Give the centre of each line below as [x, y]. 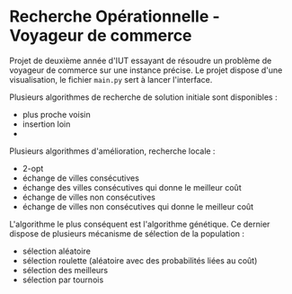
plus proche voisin [57, 114]
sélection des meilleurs [65, 270]
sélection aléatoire [57, 251]
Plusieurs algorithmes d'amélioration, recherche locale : [112, 151]
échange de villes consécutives [80, 178]
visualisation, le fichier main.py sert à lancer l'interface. [111, 79]
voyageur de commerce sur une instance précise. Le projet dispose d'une [146, 70]
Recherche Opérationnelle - [115, 17]
